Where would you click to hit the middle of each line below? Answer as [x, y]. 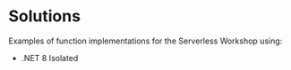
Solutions [45, 16]
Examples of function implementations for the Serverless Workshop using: [145, 41]
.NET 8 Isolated [50, 58]
